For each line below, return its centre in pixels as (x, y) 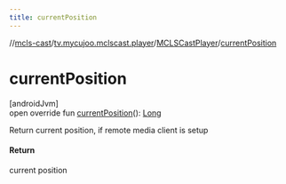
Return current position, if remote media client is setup (109, 130)
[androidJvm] (34, 103)
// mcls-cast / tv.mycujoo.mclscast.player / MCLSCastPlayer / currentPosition (143, 43)
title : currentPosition (53, 17)
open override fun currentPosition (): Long (85, 113)
